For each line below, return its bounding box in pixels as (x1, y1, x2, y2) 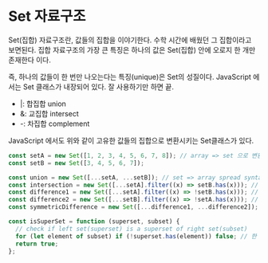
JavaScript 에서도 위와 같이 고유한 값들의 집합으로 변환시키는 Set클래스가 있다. (8, 135, 254, 145)
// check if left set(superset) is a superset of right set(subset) (15, 225, 248, 233)
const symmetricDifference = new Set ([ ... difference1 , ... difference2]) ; (8, 203, 259, 211)
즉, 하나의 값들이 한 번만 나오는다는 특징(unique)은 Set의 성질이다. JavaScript (8, 72, 251, 81)
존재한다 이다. (8, 55, 52, 65)
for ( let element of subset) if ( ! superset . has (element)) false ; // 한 (15, 232, 257, 240)
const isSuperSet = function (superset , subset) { (8, 218, 180, 226)
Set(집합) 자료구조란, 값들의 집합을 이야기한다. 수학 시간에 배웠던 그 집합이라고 (8, 35, 252, 45)
